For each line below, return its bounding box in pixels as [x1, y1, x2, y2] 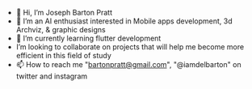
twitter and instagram [15, 71, 88, 81]
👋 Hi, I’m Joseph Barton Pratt [15, 8, 113, 17]
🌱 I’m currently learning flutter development [15, 33, 162, 43]
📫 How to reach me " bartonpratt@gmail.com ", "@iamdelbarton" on [15, 60, 241, 69]
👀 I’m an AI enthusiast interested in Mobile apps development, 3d [15, 16, 233, 26]
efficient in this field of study [15, 51, 111, 60]
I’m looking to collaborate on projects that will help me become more [15, 42, 245, 52]
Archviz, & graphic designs [15, 25, 107, 34]
